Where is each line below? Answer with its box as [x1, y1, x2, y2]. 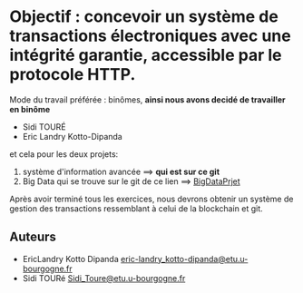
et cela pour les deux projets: [9, 148, 119, 160]
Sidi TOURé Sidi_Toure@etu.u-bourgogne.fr [22, 272, 186, 283]
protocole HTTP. [9, 64, 136, 85]
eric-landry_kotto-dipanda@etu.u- [121, 253, 249, 264]
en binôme [9, 103, 51, 114]
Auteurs [9, 230, 57, 245]
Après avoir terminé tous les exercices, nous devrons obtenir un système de [9, 193, 294, 204]
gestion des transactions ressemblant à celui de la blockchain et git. [9, 202, 263, 214]
